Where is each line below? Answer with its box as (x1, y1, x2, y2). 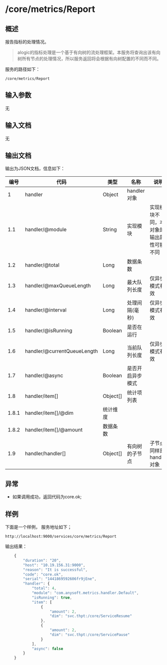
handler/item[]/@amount (24, 426, 83, 433)
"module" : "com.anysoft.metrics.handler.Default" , (31, 591, 139, 596)
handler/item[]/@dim (24, 409, 74, 416)
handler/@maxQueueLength (24, 282, 91, 289)
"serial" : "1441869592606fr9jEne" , (23, 577, 97, 582)
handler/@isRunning (24, 327, 73, 334)
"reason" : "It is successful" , (23, 567, 88, 572)
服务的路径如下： (5, 66, 40, 72)
